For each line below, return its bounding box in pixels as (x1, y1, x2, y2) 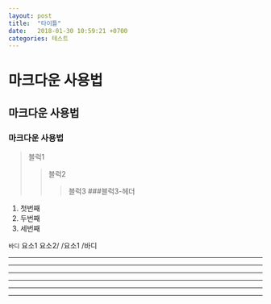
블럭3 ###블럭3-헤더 (68, 186, 135, 196)
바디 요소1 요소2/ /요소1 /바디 (8, 241, 98, 251)
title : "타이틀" (8, 19, 62, 27)
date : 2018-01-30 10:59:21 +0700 (8, 27, 128, 35)
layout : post (8, 11, 52, 20)
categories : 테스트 (8, 34, 69, 43)
